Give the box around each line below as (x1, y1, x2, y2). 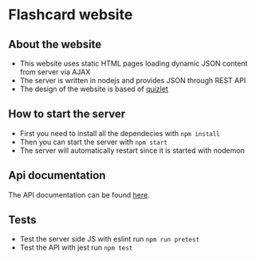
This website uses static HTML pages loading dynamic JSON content (19, 58, 248, 68)
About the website (8, 38, 102, 51)
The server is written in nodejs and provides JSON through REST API (19, 76, 246, 85)
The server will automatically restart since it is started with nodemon (19, 146, 245, 155)
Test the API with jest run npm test (19, 242, 133, 253)
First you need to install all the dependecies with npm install (19, 128, 221, 138)
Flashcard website (8, 6, 133, 24)
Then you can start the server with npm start (19, 137, 167, 146)
